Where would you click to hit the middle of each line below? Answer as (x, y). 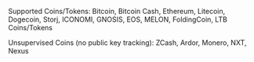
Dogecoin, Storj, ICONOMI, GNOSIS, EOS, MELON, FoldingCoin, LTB (118, 19)
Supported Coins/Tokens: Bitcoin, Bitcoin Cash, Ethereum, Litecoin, (117, 11)
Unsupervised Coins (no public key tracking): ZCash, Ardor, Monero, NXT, (127, 43)
